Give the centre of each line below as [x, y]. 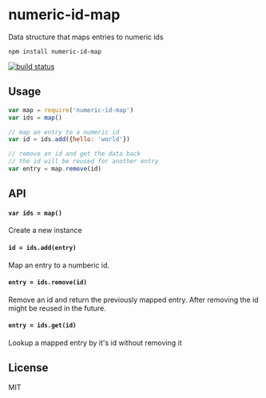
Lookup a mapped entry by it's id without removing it [95, 343]
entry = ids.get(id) [43, 326]
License [28, 368]
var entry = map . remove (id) [55, 169]
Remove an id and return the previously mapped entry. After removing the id [133, 300]
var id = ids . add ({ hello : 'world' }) [69, 139]
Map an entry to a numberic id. [59, 265]
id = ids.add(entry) [43, 248]
